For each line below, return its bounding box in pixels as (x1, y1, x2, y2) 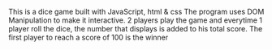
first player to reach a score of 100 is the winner (8, 32, 169, 42)
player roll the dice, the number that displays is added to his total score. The (8, 24, 263, 33)
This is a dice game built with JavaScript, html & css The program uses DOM (8, 7, 265, 16)
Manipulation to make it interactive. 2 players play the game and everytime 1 (8, 15, 262, 25)
